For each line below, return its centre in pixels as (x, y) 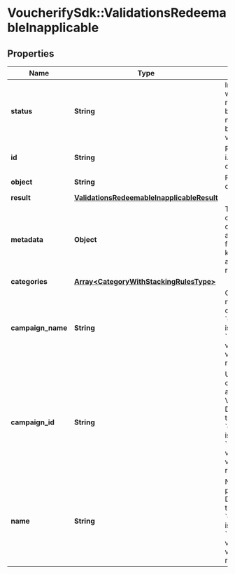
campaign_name (39, 328)
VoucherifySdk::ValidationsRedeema (117, 13)
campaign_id (33, 422)
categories (29, 281)
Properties (31, 53)
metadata (27, 239)
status (22, 111)
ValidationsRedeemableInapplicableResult (146, 198)
